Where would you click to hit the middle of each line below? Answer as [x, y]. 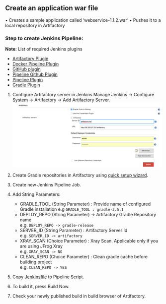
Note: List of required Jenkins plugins [44, 49]
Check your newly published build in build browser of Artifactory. [79, 296]
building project [36, 262]
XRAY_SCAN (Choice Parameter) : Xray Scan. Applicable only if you [89, 241]
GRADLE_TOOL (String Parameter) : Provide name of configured [85, 204]
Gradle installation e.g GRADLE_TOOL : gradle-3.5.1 [72, 209]
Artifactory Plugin [30, 59]
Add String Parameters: [36, 194]
